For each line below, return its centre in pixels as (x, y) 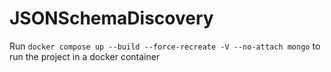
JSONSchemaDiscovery (111, 18)
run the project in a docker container (85, 56)
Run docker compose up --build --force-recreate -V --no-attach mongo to (165, 46)
